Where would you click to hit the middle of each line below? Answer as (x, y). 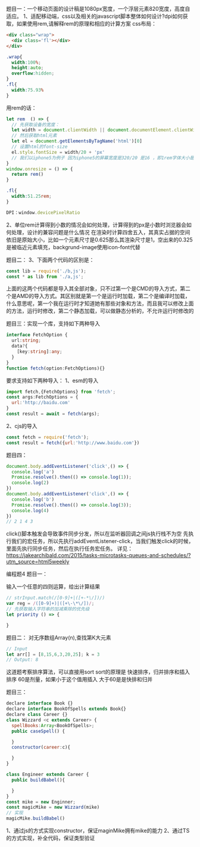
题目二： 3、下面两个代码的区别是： (50, 260)
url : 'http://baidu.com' (41, 403)
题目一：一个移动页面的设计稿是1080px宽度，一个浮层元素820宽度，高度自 (98, 9)
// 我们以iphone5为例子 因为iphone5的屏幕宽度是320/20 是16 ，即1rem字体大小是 (103, 158)
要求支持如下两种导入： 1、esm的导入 (52, 380)
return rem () (28, 175)
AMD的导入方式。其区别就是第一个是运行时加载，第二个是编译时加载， (103, 296)
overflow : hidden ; (33, 73)
